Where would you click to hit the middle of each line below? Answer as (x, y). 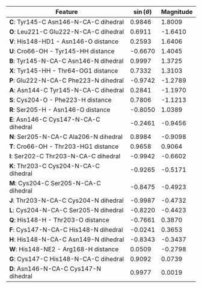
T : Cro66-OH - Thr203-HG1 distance (64, 146)
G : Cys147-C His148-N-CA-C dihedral (67, 259)
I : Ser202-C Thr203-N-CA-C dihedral (65, 156)
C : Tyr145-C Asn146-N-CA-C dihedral (67, 22)
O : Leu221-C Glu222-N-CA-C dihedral (67, 31)
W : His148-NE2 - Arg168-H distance (64, 249)
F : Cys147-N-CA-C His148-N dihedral (66, 229)
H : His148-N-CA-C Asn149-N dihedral (67, 239)
